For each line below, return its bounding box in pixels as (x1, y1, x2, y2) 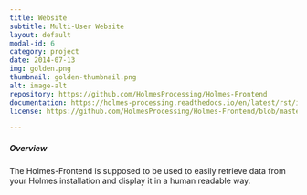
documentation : (9, 97, 68, 108)
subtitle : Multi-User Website (9, 22, 125, 31)
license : (9, 107, 43, 116)
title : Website (9, 13, 68, 23)
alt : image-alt (9, 81, 68, 90)
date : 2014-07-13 (9, 56, 76, 65)
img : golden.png (9, 65, 71, 74)
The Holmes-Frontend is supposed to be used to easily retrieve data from (9, 166, 286, 177)
